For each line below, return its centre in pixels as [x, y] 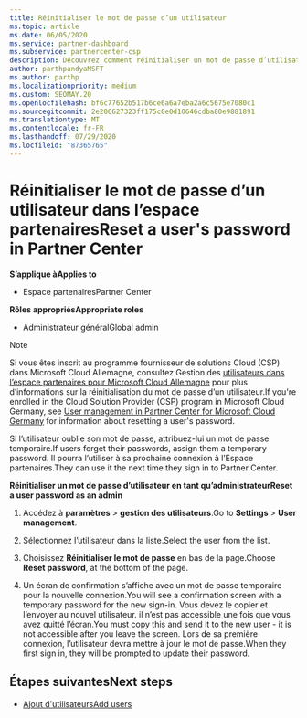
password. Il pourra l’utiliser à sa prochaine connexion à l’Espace [132, 458]
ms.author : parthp [44, 78]
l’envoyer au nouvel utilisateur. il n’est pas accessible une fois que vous [156, 614]
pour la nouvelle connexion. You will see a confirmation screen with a [152, 595]
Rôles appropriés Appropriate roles [77, 309]
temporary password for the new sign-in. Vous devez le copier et [145, 605]
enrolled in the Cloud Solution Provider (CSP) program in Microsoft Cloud [147, 401]
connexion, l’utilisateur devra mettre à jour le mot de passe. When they [154, 643]
